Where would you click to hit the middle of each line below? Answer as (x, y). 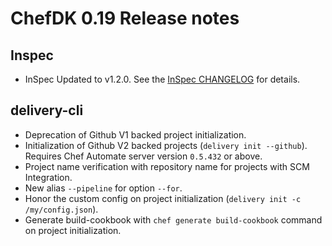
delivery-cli (47, 110)
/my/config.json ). (61, 209)
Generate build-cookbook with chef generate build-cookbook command (173, 219)
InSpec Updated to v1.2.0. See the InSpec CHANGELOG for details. (162, 79)
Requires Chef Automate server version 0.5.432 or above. (143, 156)
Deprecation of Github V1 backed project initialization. (135, 134)
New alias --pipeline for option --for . (103, 188)
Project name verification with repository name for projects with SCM (167, 166)
